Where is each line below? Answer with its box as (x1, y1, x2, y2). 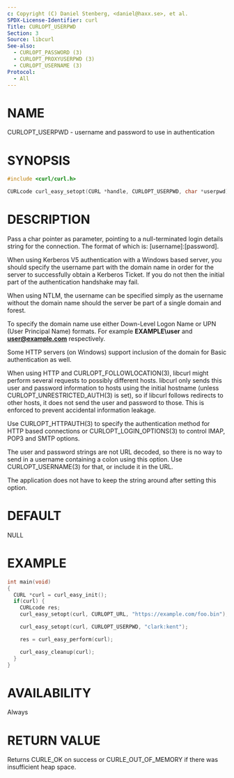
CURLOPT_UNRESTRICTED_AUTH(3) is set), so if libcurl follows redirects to (7, 391, 224, 399)
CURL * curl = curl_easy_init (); (13, 591, 108, 598)
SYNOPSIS (7, 153, 71, 168)
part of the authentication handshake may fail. (7, 277, 139, 286)
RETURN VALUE (7, 733, 101, 748)
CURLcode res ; (19, 604, 61, 611)
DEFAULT (7, 508, 61, 524)
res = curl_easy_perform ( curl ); (19, 636, 114, 643)
